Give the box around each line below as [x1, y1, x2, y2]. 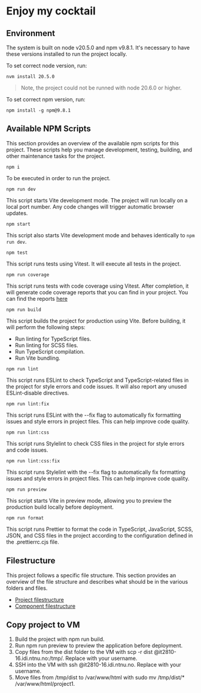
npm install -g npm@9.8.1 [6, 107, 71, 113]
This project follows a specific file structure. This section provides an [6, 572, 176, 579]
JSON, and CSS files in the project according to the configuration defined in [6, 531, 193, 539]
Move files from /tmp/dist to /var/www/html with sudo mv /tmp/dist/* [14, 674, 185, 681]
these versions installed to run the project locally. [6, 50, 127, 58]
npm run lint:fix [6, 401, 50, 407]
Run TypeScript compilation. [14, 348, 85, 355]
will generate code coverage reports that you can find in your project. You [6, 288, 188, 295]
